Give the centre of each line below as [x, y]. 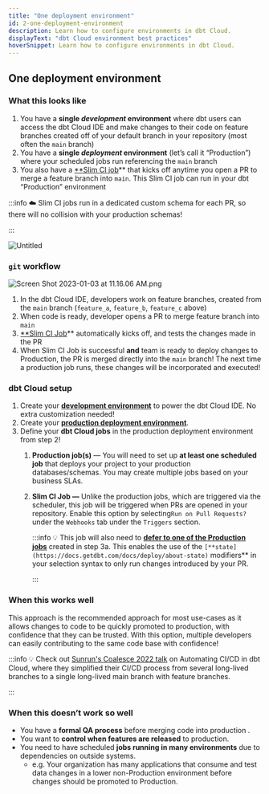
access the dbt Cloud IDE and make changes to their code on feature [134, 127]
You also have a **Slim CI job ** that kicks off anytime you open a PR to [139, 169]
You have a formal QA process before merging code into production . [135, 730]
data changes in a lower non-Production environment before [132, 773]
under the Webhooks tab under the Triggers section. [116, 522]
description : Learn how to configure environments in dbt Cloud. [120, 31]
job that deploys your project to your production [111, 464]
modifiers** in [233, 556]
